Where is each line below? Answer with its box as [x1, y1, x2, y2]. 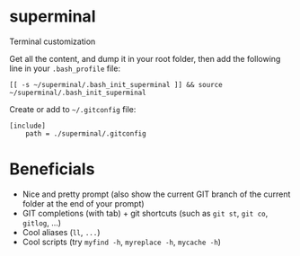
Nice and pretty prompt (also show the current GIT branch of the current [22, 189, 291, 199]
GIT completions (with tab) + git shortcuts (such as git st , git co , [22, 207, 269, 218]
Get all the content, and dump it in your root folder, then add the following [9, 53, 281, 64]
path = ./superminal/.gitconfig [25, 128, 146, 138]
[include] [9, 121, 47, 130]
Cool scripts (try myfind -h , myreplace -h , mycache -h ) [22, 236, 222, 247]
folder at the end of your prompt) [22, 198, 146, 208]
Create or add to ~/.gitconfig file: [9, 103, 137, 114]
